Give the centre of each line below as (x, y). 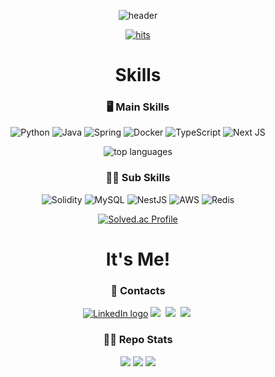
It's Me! (138, 259)
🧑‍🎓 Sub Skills (138, 178)
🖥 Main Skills (138, 107)
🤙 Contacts (138, 290)
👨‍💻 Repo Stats (138, 340)
